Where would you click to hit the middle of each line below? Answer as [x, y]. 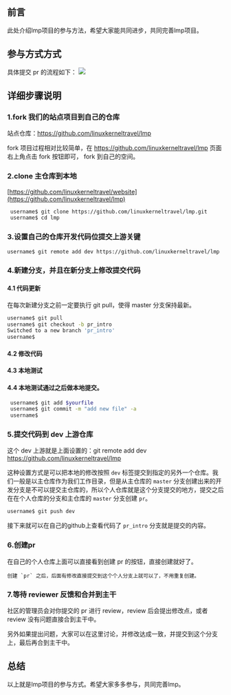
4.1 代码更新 [24, 289]
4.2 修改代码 [25, 353]
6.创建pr [21, 545]
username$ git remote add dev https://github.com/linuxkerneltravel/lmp [113, 251]
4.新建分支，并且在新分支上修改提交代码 [74, 271]
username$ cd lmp [35, 218]
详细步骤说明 [34, 96]
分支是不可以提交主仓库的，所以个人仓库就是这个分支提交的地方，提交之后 [118, 490]
